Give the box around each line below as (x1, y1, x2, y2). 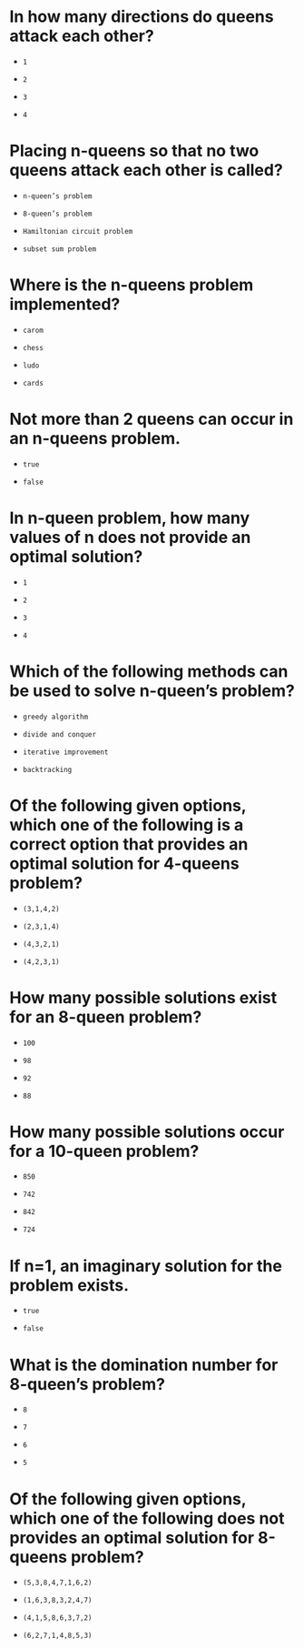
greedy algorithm (22, 712, 89, 721)
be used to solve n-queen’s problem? (9, 680, 295, 701)
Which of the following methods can (9, 661, 289, 681)
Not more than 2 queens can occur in (9, 409, 294, 429)
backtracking (22, 765, 73, 774)
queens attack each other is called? (9, 160, 283, 181)
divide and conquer (22, 729, 97, 739)
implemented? (9, 294, 121, 315)
